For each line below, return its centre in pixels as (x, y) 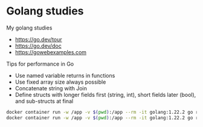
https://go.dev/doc (38, 46)
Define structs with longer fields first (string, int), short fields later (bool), (105, 94)
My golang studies (29, 28)
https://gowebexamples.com (50, 52)
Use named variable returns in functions (65, 75)
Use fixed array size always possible (60, 82)
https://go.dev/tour (38, 39)
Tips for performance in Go (40, 64)
